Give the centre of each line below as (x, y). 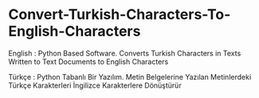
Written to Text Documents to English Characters (88, 62)
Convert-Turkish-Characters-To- (120, 15)
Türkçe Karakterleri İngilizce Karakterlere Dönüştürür (95, 85)
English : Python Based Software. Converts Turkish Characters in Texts (125, 53)
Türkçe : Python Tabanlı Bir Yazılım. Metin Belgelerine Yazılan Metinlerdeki (130, 77)
